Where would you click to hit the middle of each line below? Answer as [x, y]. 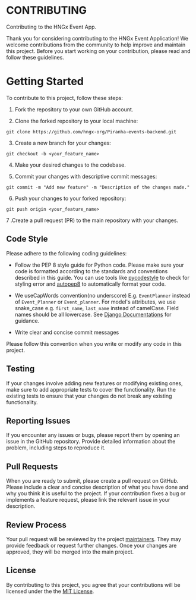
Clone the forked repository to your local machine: [76, 121]
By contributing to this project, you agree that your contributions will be [93, 585]
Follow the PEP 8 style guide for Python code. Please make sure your [99, 265]
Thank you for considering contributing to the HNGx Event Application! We [97, 38]
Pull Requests [32, 466]
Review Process [36, 525]
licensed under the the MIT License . [50, 591]
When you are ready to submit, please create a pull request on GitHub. [92, 481]
